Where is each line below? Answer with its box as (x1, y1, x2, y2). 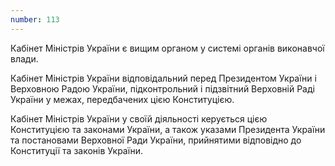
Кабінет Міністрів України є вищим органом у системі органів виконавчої (10, 42, 325, 54)
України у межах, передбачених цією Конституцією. (10, 93, 235, 105)
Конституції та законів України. (10, 144, 144, 156)
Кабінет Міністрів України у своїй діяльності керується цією (10, 112, 268, 125)
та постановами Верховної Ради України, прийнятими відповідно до (10, 134, 302, 146)
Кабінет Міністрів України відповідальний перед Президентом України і (10, 72, 317, 84)
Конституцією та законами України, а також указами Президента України (10, 123, 326, 135)
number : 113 (10, 14, 60, 25)
